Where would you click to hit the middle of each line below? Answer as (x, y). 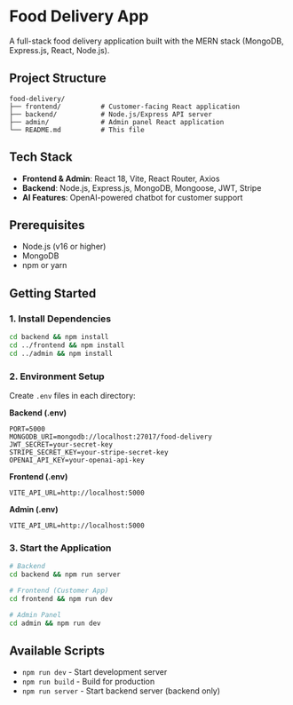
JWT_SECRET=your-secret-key (61, 444)
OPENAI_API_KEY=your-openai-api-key (77, 460)
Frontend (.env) (39, 476)
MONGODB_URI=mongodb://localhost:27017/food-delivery (111, 437)
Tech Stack (41, 157)
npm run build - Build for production (88, 682)
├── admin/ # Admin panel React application (117, 122)
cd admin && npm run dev (55, 623)
